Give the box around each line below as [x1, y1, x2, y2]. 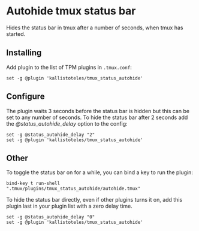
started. [6, 30, 26, 37]
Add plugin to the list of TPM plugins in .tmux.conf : [6, 63, 132, 71]
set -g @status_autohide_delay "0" [6, 214, 95, 220]
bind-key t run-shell [6, 181, 61, 187]
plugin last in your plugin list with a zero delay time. [6, 202, 133, 210]
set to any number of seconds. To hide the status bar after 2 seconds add [6, 114, 188, 121]
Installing [6, 48, 42, 58]
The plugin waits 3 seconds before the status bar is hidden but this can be [6, 107, 190, 114]
